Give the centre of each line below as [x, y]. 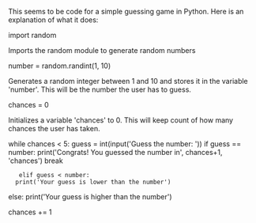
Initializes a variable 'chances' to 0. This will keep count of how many [121, 120]
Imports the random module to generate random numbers [102, 50]
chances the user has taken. [54, 129]
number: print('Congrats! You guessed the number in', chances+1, [115, 152]
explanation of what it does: [53, 20]
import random [32, 35]
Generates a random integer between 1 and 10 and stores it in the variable [128, 81]
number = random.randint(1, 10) [60, 66]
